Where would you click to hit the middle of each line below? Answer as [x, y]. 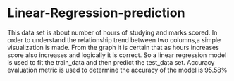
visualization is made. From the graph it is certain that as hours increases [113, 47]
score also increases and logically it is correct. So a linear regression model [117, 55]
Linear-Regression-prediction [96, 13]
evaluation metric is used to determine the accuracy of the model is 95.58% [117, 70]
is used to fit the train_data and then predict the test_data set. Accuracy [111, 62]
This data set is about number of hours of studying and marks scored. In [112, 32]
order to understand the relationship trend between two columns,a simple [114, 39]
